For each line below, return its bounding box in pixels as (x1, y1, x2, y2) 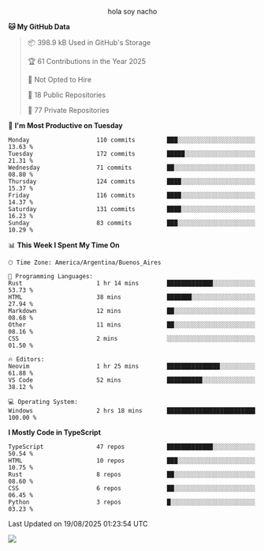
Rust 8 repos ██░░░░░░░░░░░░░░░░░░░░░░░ (8, 470, 256, 478)
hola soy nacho (107, 7, 158, 16)
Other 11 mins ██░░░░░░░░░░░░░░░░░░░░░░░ (8, 321, 256, 329)
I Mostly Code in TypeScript (8, 428, 101, 437)
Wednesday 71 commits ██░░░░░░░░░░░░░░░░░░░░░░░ (8, 164, 256, 172)
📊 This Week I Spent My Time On (8, 240, 120, 250)
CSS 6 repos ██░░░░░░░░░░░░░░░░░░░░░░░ (8, 485, 256, 493)
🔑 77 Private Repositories (27, 106, 110, 115)
